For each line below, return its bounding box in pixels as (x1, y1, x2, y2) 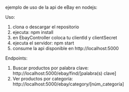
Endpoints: (5, 55, 28, 61)
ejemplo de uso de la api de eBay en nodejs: (5, 5, 98, 10)
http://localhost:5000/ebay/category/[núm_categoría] (12, 81, 124, 87)
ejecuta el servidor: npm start (12, 40, 74, 46)
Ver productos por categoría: (12, 76, 73, 81)
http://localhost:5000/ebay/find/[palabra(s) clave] (12, 70, 116, 76)
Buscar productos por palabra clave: (12, 65, 89, 71)
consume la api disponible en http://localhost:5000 (12, 45, 119, 51)
